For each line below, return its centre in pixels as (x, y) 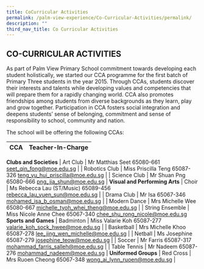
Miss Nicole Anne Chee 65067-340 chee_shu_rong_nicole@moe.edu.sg (97, 214)
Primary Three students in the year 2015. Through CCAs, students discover (100, 82)
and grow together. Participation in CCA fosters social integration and (93, 108)
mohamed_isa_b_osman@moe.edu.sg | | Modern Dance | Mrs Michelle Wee (101, 201)
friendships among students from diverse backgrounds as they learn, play (99, 101)
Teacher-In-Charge (59, 147)
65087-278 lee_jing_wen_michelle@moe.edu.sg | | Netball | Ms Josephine (100, 234)
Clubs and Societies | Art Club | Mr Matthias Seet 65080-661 (83, 162)
